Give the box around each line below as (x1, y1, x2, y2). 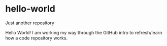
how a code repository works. (5, 35, 68, 41)
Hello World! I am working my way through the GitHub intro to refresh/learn (5, 29, 162, 35)
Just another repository (5, 20, 55, 26)
